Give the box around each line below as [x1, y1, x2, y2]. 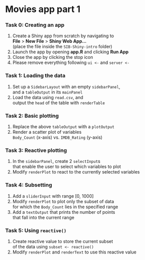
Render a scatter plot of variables [12, 129, 82, 135]
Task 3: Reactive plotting [5, 147, 67, 154]
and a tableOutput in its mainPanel [12, 89, 83, 95]
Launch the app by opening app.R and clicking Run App [12, 49, 129, 55]
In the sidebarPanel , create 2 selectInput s [12, 158, 100, 164]
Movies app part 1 [5, 4, 81, 15]
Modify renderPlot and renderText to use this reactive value [12, 249, 136, 255]
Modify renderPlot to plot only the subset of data [12, 198, 114, 204]
